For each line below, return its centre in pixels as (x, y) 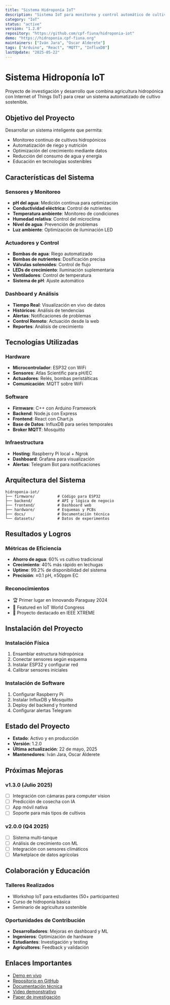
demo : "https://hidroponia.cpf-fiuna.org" (51, 38)
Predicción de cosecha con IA (44, 802)
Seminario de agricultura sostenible (50, 907)
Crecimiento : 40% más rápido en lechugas (58, 565)
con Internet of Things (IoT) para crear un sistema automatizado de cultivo (83, 97)
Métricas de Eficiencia (33, 548)
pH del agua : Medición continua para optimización (65, 202)
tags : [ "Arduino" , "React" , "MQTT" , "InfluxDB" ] (57, 48)
